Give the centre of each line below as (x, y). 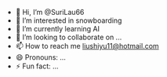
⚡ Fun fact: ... (37, 66)
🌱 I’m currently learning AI (58, 29)
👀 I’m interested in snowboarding (69, 20)
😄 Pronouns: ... (41, 57)
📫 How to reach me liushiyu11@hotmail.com (87, 46)
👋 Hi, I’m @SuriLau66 (50, 12)
